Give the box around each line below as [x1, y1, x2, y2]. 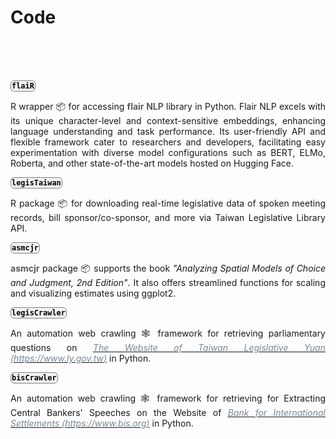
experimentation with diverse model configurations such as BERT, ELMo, [10, 146, 326, 158]
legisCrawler [11, 307, 66, 318]
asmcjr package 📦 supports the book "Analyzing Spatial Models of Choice [10, 262, 326, 274]
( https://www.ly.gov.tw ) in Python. [10, 352, 152, 364]
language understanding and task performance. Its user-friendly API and [10, 125, 326, 137]
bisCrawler [11, 372, 57, 383]
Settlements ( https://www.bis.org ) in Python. [10, 417, 194, 429]
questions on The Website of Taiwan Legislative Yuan [10, 341, 326, 353]
